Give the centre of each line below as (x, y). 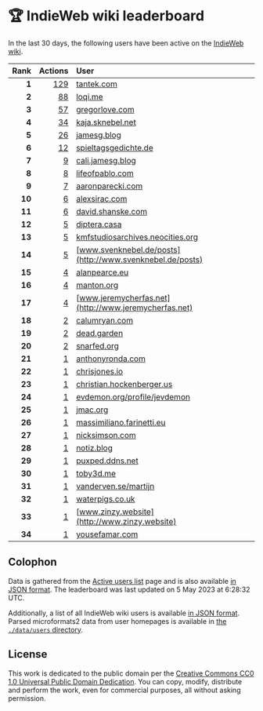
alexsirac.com (101, 199)
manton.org (97, 285)
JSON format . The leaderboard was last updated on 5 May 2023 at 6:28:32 (129, 589)
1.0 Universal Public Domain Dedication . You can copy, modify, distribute (125, 681)
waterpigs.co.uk (105, 498)
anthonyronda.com (111, 359)
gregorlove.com (105, 109)
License (28, 654)
